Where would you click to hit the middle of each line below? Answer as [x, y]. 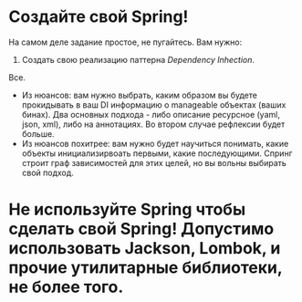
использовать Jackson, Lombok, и [145, 249]
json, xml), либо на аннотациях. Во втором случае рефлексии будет [153, 124]
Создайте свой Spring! [99, 17]
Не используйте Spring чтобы [127, 209]
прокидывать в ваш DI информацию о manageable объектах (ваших [154, 104]
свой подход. [48, 172]
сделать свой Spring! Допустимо [141, 229]
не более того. [66, 287]
